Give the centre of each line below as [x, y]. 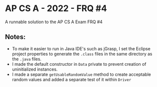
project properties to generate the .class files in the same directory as [82, 54]
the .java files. [27, 59]
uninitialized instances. [35, 69]
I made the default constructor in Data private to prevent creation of [79, 64]
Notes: [15, 37]
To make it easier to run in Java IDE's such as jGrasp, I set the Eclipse [81, 48]
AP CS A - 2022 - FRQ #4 [56, 8]
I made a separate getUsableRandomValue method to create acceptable [81, 74]
